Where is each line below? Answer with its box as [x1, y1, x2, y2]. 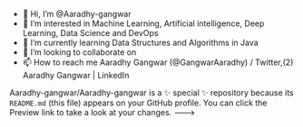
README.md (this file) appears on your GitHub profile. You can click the [9, 97, 268, 108]
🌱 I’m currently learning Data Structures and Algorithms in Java [22, 37, 259, 48]
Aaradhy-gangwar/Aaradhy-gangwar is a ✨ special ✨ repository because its [9, 87, 294, 98]
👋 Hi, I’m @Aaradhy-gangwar [22, 9, 132, 19]
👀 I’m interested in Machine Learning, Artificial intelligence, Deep [22, 18, 265, 29]
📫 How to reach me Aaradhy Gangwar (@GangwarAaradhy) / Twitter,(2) [22, 57, 294, 68]
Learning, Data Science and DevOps [22, 28, 159, 38]
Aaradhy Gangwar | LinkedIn [22, 70, 130, 80]
